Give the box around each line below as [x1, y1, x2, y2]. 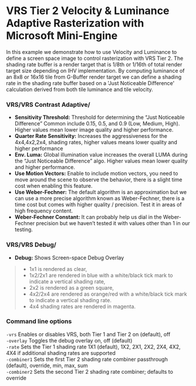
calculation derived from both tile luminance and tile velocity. [6, 86, 154, 93]
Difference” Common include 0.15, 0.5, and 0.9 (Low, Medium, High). [14, 120, 180, 127]
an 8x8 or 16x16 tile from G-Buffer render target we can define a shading [6, 73, 182, 80]
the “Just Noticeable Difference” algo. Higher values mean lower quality [14, 157, 188, 165]
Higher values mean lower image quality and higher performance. [14, 126, 174, 133]
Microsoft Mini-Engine [6, 29, 118, 42]
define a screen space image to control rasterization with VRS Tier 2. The [6, 55, 184, 62]
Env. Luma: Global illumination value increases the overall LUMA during [14, 151, 188, 158]
